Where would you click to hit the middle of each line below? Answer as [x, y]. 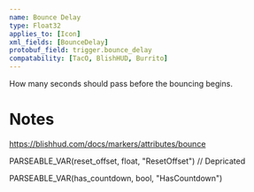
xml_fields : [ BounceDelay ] [59, 42]
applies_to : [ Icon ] [45, 34]
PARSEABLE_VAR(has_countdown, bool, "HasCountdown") [116, 178]
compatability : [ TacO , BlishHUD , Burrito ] [89, 58]
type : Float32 [35, 26]
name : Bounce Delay [45, 17]
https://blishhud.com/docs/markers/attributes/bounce [108, 143]
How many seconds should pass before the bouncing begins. [121, 84]
